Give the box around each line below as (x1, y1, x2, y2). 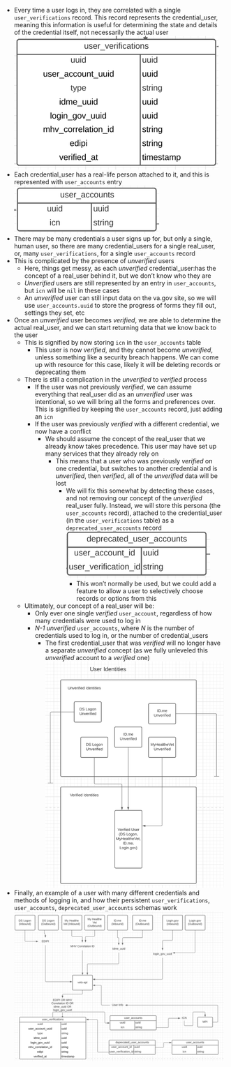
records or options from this (76, 595, 157, 602)
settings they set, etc (24, 308, 85, 317)
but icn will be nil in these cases (24, 286, 120, 294)
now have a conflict (34, 427, 91, 435)
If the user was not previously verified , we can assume (34, 383, 192, 391)
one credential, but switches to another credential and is (55, 464, 218, 472)
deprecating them (34, 368, 86, 376)
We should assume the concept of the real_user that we (45, 435, 206, 442)
